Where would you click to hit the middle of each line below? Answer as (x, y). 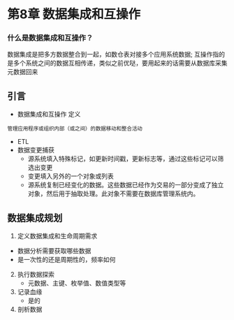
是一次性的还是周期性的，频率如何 (66, 260)
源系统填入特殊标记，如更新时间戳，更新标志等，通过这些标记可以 (123, 159)
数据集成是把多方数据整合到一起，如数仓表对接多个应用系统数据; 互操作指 (113, 54)
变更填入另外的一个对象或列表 (71, 176)
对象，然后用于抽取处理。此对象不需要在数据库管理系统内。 (114, 194)
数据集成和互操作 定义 (49, 114)
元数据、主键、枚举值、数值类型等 (77, 283)
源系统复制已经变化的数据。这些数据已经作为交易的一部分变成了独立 (126, 185)
